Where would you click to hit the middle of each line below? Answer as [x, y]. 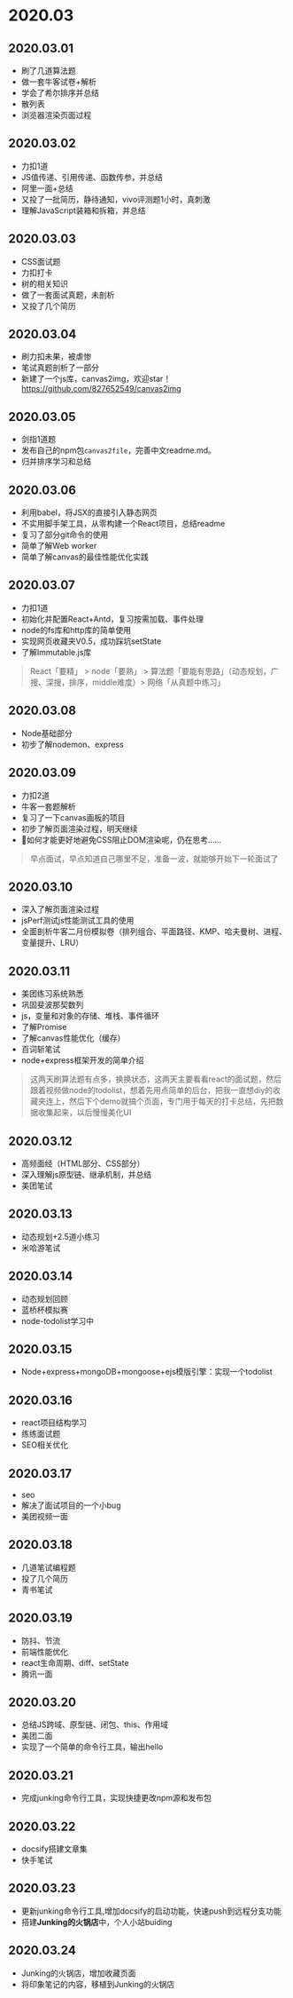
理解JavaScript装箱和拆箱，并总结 [84, 210]
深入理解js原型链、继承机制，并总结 [86, 1174]
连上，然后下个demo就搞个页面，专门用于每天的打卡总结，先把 [161, 1101]
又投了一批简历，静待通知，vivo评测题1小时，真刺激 [116, 199]
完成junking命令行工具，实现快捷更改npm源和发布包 [116, 1798]
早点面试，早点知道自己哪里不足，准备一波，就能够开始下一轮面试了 [154, 859]
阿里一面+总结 [47, 188]
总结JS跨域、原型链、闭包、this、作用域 [95, 1724]
